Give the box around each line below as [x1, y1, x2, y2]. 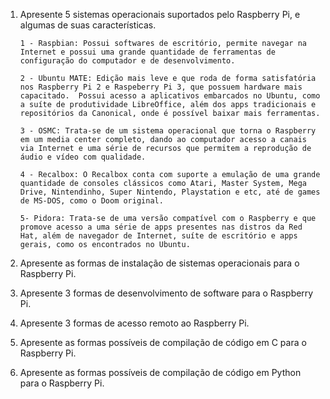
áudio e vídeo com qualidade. [19, 152, 147, 162]
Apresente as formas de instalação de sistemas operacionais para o [19, 257, 300, 269]
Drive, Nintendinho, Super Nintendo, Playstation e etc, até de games [19, 187, 321, 197]
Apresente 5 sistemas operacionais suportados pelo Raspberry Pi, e [19, 9, 301, 20]
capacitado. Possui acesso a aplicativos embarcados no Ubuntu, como [19, 91, 321, 101]
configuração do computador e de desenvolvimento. [19, 56, 236, 66]
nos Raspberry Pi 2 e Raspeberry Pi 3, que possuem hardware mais [19, 82, 303, 92]
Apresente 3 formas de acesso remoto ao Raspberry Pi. [19, 317, 250, 329]
